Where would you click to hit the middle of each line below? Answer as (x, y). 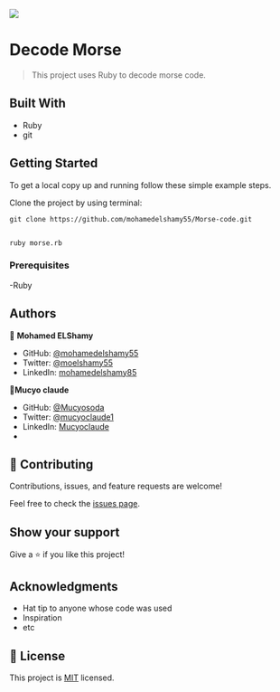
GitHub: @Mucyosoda (63, 407)
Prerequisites (39, 265)
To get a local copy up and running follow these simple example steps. (140, 185)
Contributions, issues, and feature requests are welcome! (116, 486)
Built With (37, 104)
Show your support (65, 532)
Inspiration (42, 618)
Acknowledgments (64, 587)
